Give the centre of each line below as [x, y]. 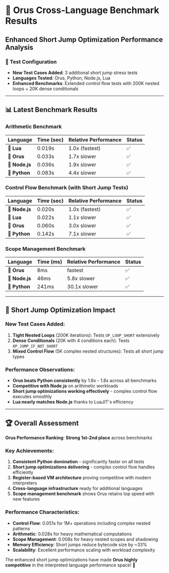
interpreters [25, 483]
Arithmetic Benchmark [33, 127]
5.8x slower [81, 279]
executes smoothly [32, 396]
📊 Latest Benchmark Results [52, 110]
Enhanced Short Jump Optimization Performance [84, 39]
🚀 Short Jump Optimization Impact [60, 310]
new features [26, 499]
